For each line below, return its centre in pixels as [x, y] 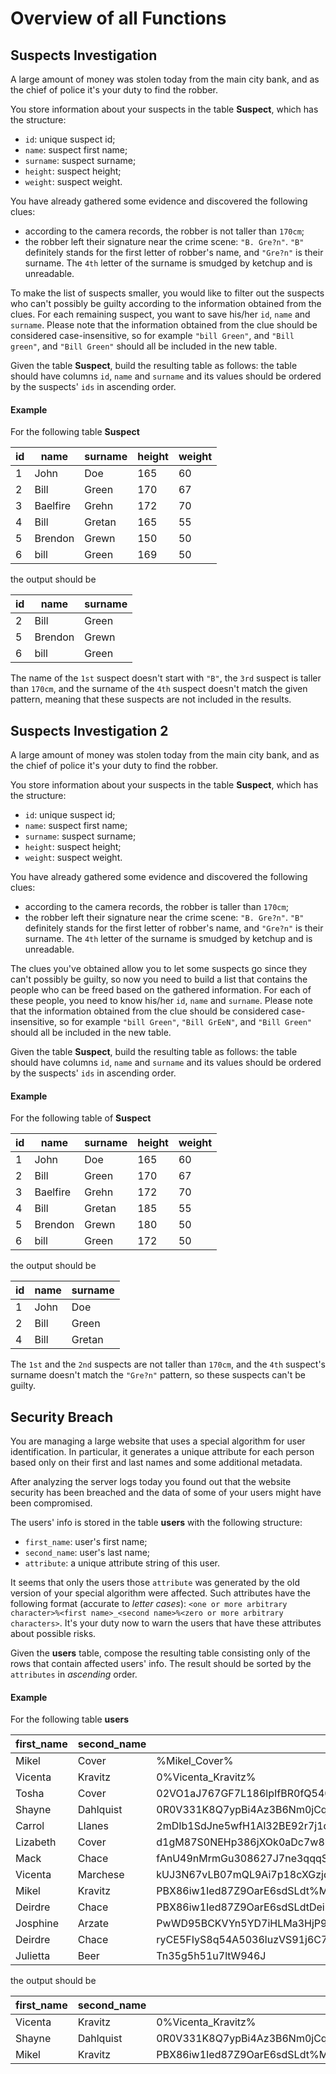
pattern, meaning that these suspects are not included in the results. [151, 699]
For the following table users [70, 1719]
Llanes [93, 1826]
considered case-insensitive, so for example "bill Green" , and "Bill [152, 335]
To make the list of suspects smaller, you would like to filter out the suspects [167, 293]
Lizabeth [36, 1842]
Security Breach [62, 1417]
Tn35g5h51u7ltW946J [211, 1956]
